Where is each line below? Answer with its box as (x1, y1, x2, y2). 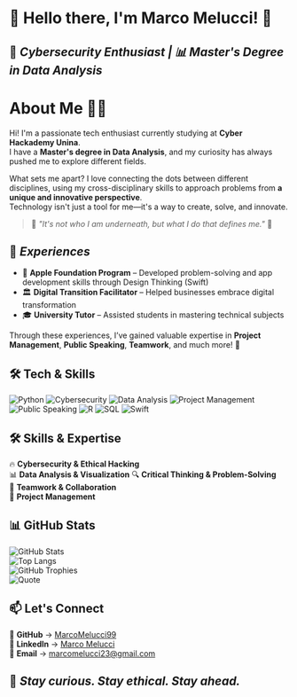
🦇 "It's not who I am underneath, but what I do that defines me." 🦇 (30, 218, 273, 229)
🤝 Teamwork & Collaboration (9, 482, 117, 492)
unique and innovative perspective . (9, 192, 143, 202)
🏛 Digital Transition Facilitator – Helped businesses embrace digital (21, 287, 275, 298)
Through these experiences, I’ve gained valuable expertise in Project (9, 330, 262, 341)
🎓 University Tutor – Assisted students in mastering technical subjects (21, 309, 285, 320)
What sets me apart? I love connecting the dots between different (9, 173, 249, 184)
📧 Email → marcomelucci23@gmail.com (9, 647, 156, 659)
